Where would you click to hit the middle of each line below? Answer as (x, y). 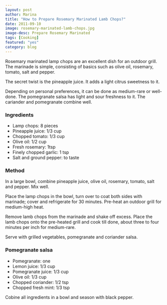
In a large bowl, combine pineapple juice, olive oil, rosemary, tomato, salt (80, 181)
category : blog (21, 47)
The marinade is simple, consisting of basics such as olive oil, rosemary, (79, 66)
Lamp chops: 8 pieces (35, 125)
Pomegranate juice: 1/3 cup (40, 271)
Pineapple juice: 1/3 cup (37, 131)
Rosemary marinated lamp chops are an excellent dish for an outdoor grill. (81, 61)
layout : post (19, 10)
